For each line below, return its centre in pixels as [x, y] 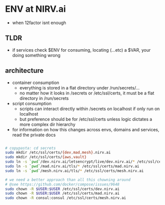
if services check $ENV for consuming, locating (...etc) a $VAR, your [81, 50]
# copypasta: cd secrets [30, 148]
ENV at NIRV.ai [36, 9]
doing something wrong [36, 55]
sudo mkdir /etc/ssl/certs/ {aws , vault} [46, 157]
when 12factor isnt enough [39, 23]
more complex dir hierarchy [47, 124]
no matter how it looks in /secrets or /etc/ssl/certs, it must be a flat [87, 93]
